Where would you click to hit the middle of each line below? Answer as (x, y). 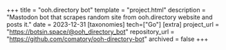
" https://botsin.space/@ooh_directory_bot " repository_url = (91, 32)
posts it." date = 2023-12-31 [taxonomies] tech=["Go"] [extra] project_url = (113, 24)
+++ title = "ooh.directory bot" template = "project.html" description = (106, 10)
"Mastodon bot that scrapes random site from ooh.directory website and (110, 17)
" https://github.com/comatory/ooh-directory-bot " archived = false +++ (107, 39)
